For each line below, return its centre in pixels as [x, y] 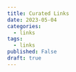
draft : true [24, 58]
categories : [24, 26]
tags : [15, 39]
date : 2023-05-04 [32, 20]
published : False [32, 52]
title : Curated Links [38, 13]
